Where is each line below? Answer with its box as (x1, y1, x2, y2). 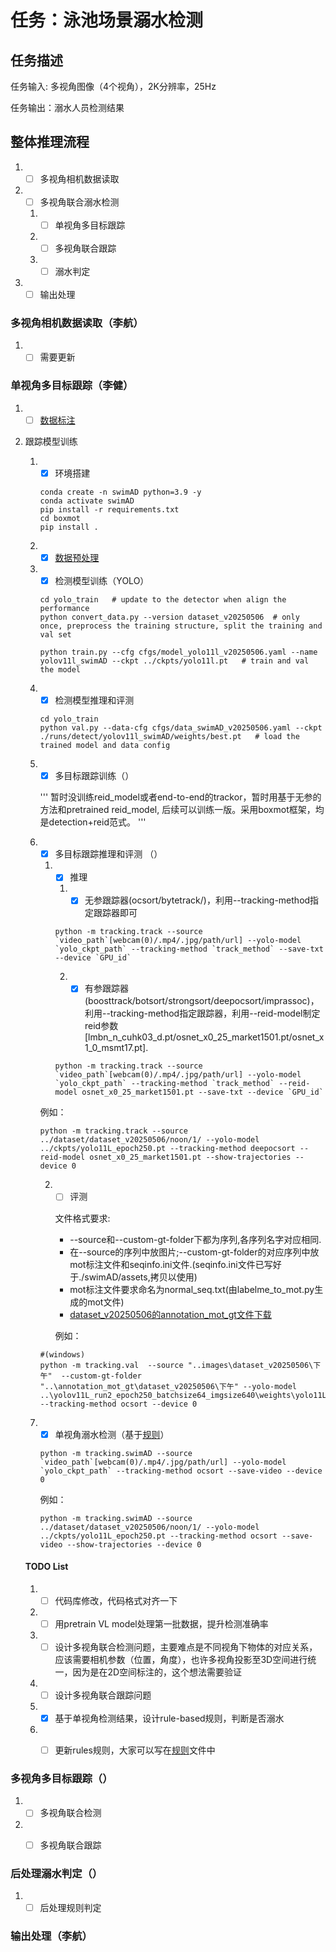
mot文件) (87, 1296, 125, 1308)
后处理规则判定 (39, 1901, 102, 1913)
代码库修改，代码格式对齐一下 (54, 1594, 178, 1606)
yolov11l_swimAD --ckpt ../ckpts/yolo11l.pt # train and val (39, 656, 310, 666)
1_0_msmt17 (84, 1042, 132, 1054)
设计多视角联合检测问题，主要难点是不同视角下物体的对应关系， (54, 1641, 318, 1653)
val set (39, 630, 72, 640)
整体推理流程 (10, 134, 90, 151)
